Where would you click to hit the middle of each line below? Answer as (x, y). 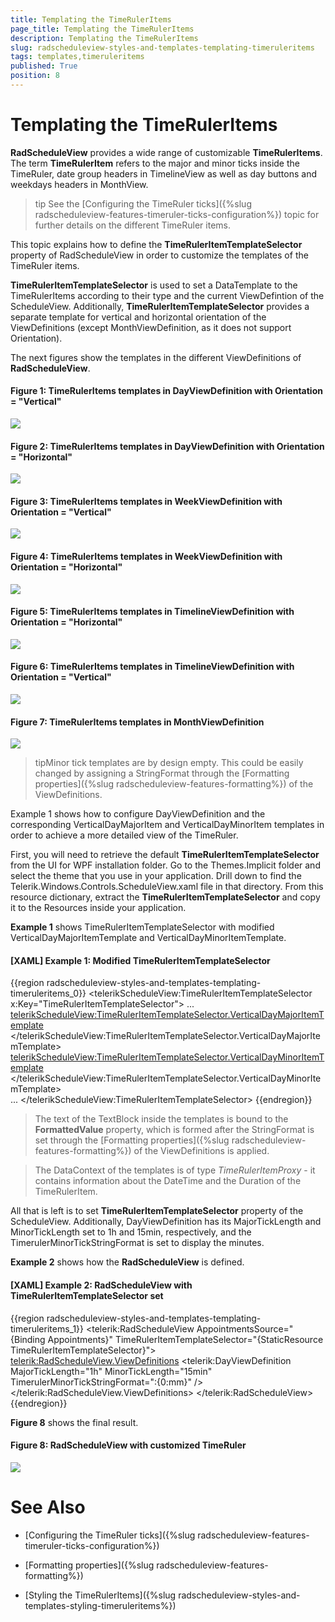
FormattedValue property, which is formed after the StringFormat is (174, 1130)
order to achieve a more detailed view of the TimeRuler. (124, 835)
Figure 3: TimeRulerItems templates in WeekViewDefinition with (146, 501)
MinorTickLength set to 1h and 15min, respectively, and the (131, 1232)
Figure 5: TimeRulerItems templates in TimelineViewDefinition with (152, 612)
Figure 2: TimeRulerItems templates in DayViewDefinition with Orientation (167, 446)
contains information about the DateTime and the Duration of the (168, 1181)
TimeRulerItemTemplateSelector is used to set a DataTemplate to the (154, 285)
